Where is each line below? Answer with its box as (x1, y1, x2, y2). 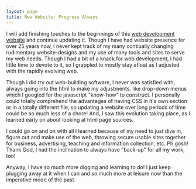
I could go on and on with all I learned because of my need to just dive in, (6, 127, 183, 135)
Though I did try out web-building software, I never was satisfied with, (6, 78, 176, 85)
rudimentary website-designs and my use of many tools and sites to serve (6, 49, 185, 56)
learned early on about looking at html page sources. (6, 116, 133, 123)
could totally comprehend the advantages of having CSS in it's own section (6, 97, 187, 104)
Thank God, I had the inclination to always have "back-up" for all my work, (6, 146, 185, 153)
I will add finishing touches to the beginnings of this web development (6, 30, 175, 37)
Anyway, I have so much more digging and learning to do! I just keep (6, 163, 171, 170)
